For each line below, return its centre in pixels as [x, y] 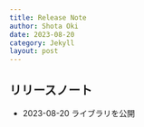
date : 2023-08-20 [42, 34]
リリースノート [51, 90]
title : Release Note [48, 18]
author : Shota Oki [44, 26]
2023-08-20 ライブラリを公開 [79, 113]
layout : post [34, 51]
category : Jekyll [42, 43]
